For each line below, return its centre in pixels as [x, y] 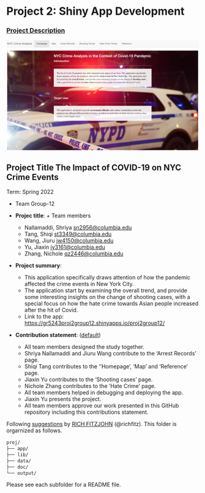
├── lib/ [17, 455]
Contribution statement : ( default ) [58, 335]
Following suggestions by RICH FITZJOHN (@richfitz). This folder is [91, 424]
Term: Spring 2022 [30, 192]
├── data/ [19, 461]
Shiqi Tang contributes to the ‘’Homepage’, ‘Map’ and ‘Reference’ [106, 367]
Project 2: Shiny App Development [95, 11]
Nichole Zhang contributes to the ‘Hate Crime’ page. [90, 386]
